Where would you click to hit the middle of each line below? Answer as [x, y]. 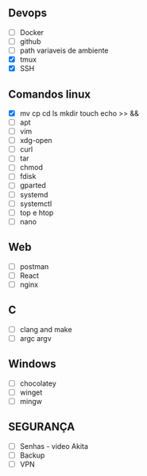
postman [34, 266]
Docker [32, 32]
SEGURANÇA [42, 427]
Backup [32, 455]
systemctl [36, 204]
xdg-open [36, 141]
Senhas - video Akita [54, 446]
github [30, 41]
